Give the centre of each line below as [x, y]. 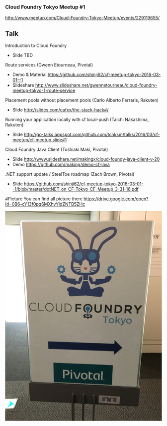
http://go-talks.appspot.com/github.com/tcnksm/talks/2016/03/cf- [92, 135]
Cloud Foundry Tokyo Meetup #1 [45, 7]
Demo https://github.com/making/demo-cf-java [61, 165]
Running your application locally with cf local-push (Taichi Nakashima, [77, 120]
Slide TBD [23, 55]
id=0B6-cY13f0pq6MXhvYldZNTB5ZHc [45, 204]
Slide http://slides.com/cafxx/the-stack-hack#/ [60, 110]
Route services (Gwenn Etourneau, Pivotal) [49, 65]
